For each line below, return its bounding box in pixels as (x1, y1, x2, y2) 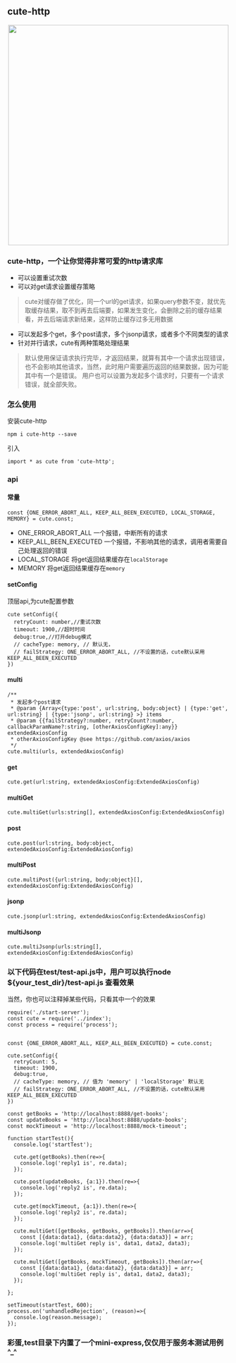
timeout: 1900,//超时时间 (13, 625, 86, 633)
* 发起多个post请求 (10, 698, 61, 706)
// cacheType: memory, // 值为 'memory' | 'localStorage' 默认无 (13, 1078, 204, 1085)
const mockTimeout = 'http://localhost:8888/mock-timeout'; (7, 1123, 188, 1130)
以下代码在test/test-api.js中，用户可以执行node (7, 967, 171, 977)
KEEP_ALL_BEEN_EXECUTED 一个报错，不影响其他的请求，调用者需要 (17, 537, 222, 546)
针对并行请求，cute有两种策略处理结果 (17, 338, 130, 348)
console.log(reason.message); (13, 1314, 102, 1321)
